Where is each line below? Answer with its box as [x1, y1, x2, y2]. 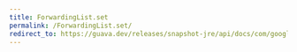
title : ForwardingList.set [9, 12, 109, 22]
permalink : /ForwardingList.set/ [9, 21, 133, 30]
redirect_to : [9, 29, 57, 38]
